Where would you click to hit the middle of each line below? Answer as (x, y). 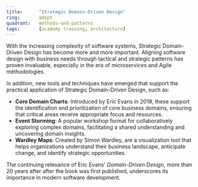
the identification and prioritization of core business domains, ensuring (103, 108)
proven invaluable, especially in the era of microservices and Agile (89, 65)
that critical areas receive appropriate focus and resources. (89, 114)
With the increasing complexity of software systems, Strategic (84, 46)
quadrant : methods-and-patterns (50, 23)
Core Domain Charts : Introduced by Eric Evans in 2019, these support (102, 102)
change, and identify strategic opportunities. (71, 153)
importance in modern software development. (64, 178)
